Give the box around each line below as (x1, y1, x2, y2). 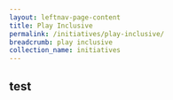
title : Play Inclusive (9, 21, 93, 30)
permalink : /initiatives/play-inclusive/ (9, 29, 165, 38)
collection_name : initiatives (9, 46, 122, 55)
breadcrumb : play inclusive (9, 37, 114, 47)
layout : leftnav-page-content (9, 12, 122, 22)
